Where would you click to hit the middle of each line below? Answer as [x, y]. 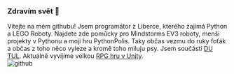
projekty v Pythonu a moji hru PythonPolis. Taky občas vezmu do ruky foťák [117, 41]
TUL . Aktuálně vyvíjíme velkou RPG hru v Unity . [75, 56]
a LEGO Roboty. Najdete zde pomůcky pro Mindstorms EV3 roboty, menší [113, 34]
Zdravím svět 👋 [33, 11]
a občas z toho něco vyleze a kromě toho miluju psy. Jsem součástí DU [110, 49]
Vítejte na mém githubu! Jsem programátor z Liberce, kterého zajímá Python [117, 27]
